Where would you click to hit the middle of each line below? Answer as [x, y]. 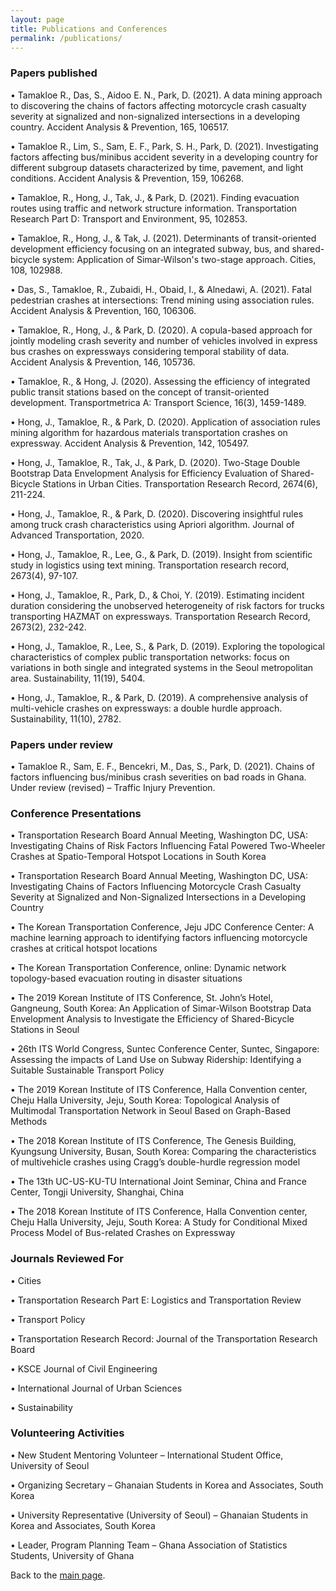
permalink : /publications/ [66, 38]
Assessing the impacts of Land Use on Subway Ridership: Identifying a [156, 1060]
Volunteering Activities [67, 1433]
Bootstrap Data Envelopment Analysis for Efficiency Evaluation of [144, 473]
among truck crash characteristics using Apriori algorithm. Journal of [152, 524]
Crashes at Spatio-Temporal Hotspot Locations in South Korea [138, 857]
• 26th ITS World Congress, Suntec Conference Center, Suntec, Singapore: [165, 1049]
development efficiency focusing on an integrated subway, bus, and [150, 248]
